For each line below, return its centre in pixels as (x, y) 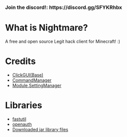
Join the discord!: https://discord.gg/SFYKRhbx (63, 7)
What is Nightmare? (47, 28)
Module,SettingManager (37, 85)
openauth (22, 124)
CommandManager (32, 80)
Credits (20, 61)
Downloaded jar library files (40, 129)
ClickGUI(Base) (28, 75)
